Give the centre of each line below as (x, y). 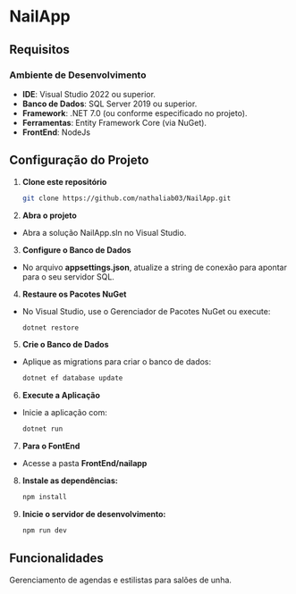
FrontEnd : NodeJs (56, 132)
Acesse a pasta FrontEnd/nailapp (85, 464)
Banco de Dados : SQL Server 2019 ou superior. (110, 104)
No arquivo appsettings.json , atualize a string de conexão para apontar (155, 267)
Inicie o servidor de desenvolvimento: (94, 515)
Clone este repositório (64, 181)
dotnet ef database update (72, 378)
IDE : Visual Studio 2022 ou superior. (89, 94)
